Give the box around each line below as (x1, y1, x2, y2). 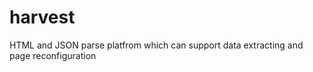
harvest (9, 6, 76, 29)
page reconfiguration (9, 49, 97, 61)
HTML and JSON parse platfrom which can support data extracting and (9, 39, 304, 51)
